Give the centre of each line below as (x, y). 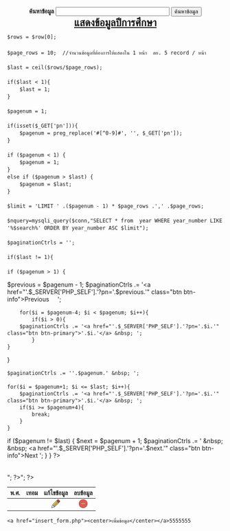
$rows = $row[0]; (32, 37)
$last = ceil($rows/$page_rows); (55, 67)
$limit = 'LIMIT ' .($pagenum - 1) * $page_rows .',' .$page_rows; (106, 206)
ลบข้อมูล (83, 493)
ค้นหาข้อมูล (42, 11)
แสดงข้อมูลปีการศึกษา (115, 22)
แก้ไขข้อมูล (56, 493)
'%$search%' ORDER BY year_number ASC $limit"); (78, 228)
